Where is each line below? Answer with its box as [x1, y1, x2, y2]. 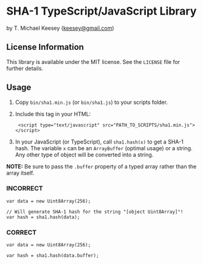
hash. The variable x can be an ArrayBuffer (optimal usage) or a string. [15, 144, 193, 151]
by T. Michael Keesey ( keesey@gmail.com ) [6, 24, 114, 32]
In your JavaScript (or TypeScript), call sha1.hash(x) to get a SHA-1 [15, 138, 184, 145]
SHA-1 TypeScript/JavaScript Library [6, 4, 197, 18]
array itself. [6, 169, 35, 176]
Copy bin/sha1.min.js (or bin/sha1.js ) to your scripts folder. [15, 99, 168, 106]
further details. [6, 64, 44, 72]
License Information [6, 42, 84, 52]
